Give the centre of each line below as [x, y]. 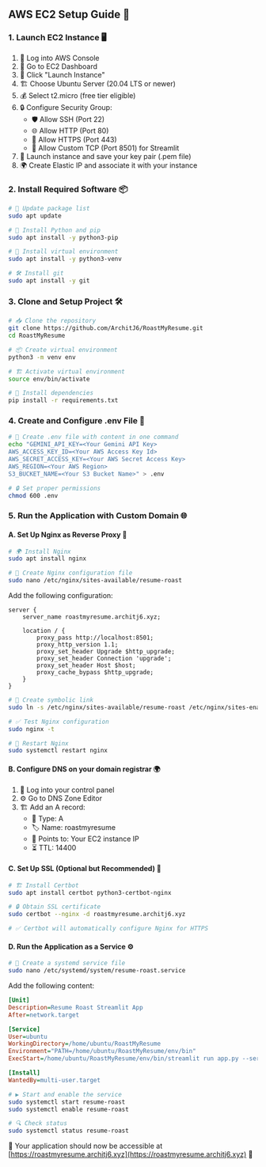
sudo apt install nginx [47, 559]
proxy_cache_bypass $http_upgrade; [95, 673]
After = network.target [44, 1015]
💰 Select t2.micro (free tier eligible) [78, 95]
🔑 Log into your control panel [67, 790]
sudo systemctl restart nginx [58, 751]
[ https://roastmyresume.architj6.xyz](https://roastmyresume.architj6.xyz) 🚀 [131, 1154]
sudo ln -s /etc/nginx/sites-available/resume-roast [97, 707]
